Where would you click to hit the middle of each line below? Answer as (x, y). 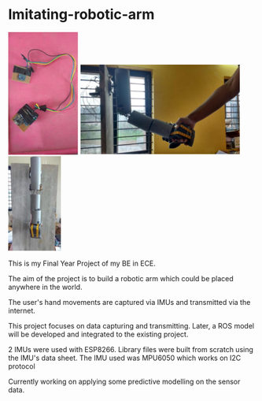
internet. (22, 310)
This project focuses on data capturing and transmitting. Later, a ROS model (131, 325)
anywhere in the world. (45, 287)
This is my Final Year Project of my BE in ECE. (82, 263)
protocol (22, 366)
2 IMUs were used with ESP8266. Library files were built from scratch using (131, 349)
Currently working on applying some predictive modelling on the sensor (124, 381)
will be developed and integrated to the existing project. (98, 334)
